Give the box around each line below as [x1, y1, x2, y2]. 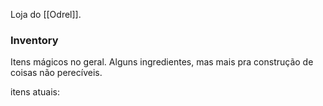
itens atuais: [10, 86, 60, 98]
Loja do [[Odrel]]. [10, 9, 82, 20]
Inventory [10, 33, 59, 47]
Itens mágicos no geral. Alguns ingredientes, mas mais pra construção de [10, 56, 314, 68]
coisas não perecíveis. [10, 67, 103, 79]
